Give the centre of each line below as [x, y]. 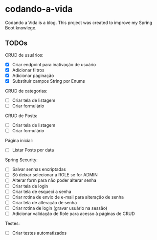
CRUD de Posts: [21, 116]
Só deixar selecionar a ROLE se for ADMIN [55, 175]
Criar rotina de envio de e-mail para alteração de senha [68, 197]
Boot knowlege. [21, 27]
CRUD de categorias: [26, 91]
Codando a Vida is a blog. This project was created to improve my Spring [79, 23]
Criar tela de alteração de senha [45, 202]
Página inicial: [19, 141]
